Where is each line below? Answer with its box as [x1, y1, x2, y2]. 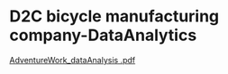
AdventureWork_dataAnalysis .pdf [9, 54, 136, 65]
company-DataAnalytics [9, 25, 197, 45]
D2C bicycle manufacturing [9, 6, 220, 27]
